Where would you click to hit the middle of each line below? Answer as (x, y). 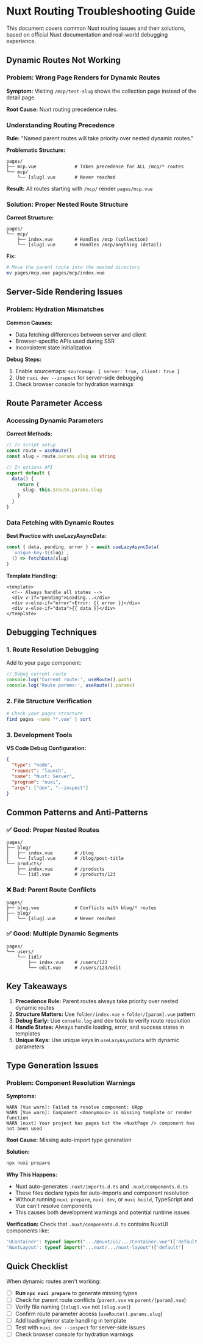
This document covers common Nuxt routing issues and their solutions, (96, 28)
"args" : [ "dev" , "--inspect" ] (50, 788)
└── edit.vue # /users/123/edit (75, 968)
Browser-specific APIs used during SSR (65, 341)
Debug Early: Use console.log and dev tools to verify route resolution (103, 1020)
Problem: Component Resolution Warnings (71, 1082)
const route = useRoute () (39, 451)
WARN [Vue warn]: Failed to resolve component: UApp (75, 1107)
